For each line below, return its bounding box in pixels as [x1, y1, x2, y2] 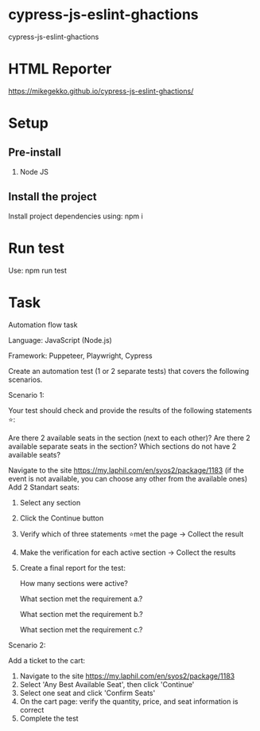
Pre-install [8, 146, 61, 159]
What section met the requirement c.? [19, 624, 143, 635]
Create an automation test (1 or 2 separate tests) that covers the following [8, 366, 250, 375]
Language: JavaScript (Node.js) [8, 335, 113, 344]
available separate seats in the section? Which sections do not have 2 [8, 441, 237, 451]
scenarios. [8, 375, 43, 384]
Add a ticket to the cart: [8, 655, 86, 665]
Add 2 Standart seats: [8, 482, 80, 492]
